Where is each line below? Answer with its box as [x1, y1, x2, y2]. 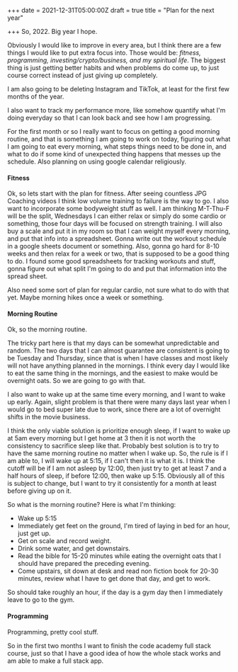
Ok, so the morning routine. [7, 325, 87, 334]
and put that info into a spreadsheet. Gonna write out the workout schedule [7, 234, 227, 243]
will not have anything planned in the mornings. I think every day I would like [7, 361, 230, 370]
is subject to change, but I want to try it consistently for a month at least [7, 479, 217, 488]
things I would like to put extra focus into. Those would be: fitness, [7, 49, 201, 57]
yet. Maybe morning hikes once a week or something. [7, 293, 164, 302]
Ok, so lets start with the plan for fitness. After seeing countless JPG [7, 189, 207, 198]
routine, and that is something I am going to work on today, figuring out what [7, 135, 231, 143]
